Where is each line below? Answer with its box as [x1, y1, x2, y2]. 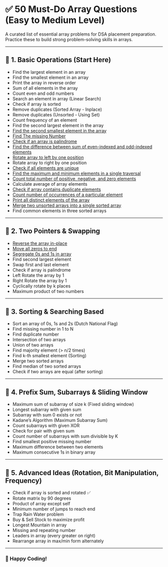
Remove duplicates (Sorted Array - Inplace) [12, 106, 102, 112]
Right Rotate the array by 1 [12, 277, 67, 283]
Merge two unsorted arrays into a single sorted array [12, 202, 121, 208]
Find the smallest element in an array [12, 74, 89, 80]
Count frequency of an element [12, 117, 77, 123]
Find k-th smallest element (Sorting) [12, 353, 86, 359]
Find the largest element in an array [12, 69, 86, 75]
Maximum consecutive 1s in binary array [12, 449, 96, 455]
